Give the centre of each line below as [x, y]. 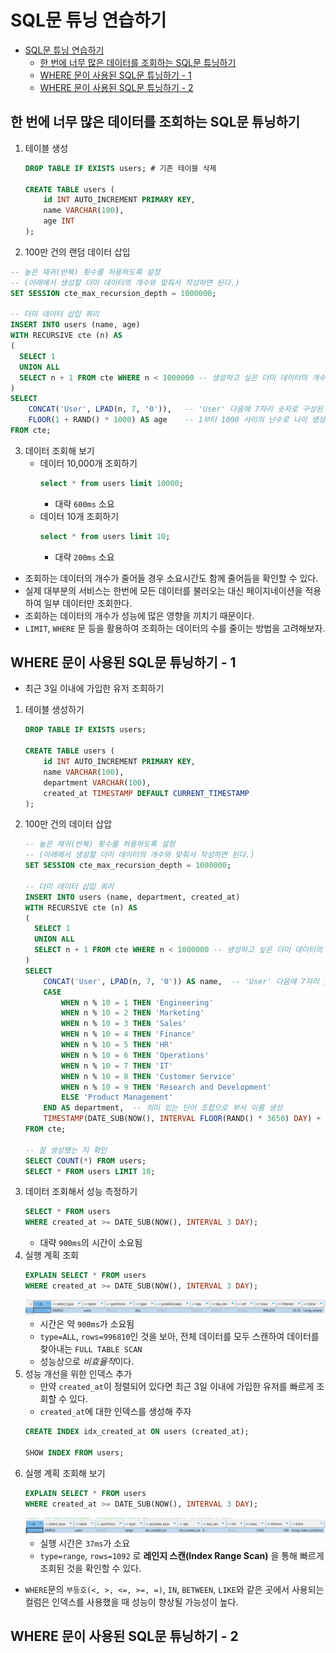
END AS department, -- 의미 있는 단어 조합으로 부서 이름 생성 [163, 1108]
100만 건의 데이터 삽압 [68, 824]
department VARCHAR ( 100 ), [97, 782]
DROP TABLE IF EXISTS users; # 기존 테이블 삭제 [120, 168]
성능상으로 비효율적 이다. [87, 1362]
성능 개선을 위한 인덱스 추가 [78, 1374]
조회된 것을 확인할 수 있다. [90, 1568]
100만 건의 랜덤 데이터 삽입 [77, 252]
